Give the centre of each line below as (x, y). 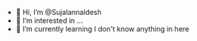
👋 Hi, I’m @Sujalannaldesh (58, 12)
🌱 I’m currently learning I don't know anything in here (102, 29)
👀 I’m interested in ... (49, 20)
